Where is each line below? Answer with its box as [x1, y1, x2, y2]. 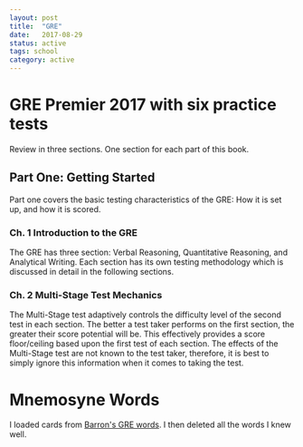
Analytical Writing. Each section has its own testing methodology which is [9, 257, 284, 267]
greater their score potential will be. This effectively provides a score [9, 328, 265, 340]
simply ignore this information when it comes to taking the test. [9, 357, 244, 368]
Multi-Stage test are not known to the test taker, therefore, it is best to [9, 348, 270, 359]
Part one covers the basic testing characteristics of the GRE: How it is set [9, 194, 282, 205]
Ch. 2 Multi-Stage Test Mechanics [9, 288, 163, 301]
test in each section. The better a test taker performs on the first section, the [9, 319, 295, 330]
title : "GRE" [9, 22, 63, 31]
